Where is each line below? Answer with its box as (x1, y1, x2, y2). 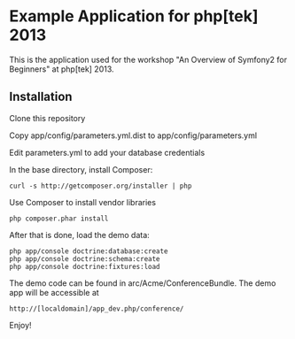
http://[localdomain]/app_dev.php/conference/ (9, 304, 184, 313)
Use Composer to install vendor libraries (9, 196, 157, 207)
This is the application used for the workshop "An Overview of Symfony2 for (9, 54, 288, 65)
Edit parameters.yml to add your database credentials (9, 147, 206, 158)
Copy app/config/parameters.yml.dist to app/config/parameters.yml (9, 130, 258, 141)
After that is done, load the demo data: (9, 229, 151, 240)
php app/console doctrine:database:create (9, 246, 168, 256)
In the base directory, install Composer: (9, 164, 153, 174)
